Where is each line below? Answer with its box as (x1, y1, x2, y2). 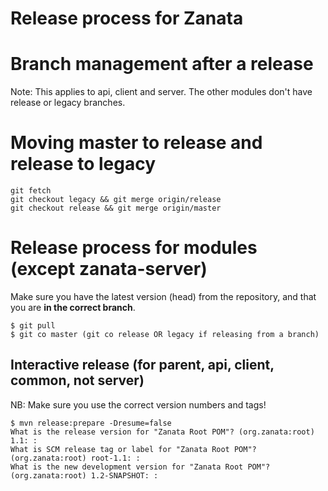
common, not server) (10, 372, 145, 389)
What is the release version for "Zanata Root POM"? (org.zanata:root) (10, 427, 315, 437)
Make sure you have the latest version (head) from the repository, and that (10, 291, 317, 302)
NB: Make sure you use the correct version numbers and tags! (10, 398, 267, 411)
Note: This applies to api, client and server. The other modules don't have (10, 86, 313, 98)
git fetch (10, 186, 52, 196)
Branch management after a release (10, 53, 314, 76)
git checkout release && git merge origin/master (10, 203, 222, 214)
